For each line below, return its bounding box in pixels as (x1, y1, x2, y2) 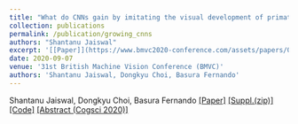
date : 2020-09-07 (9, 54, 74, 63)
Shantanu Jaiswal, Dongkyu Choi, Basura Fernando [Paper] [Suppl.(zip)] (9, 95, 274, 105)
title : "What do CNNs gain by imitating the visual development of (9, 12, 264, 22)
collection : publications (9, 21, 105, 30)
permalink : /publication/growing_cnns (9, 29, 153, 38)
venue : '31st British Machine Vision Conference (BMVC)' (9, 63, 224, 72)
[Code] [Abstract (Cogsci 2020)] (9, 104, 129, 115)
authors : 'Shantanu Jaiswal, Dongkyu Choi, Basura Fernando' (9, 71, 240, 80)
